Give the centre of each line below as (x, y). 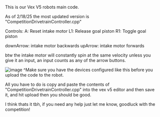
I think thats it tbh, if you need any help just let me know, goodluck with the (80, 104)
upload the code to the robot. (34, 75)
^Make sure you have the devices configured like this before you (88, 70)
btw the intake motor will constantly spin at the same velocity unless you (78, 55)
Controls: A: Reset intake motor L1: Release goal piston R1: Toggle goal (76, 31)
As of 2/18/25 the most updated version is (47, 16)
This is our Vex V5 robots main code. (42, 7)
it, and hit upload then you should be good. (48, 95)
